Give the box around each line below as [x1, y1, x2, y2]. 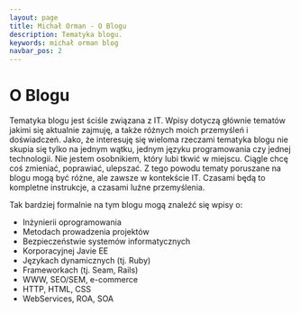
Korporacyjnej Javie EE [22, 246, 109, 256]
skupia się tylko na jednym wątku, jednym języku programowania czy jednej [9, 144, 291, 155]
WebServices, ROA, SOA [22, 293, 114, 304]
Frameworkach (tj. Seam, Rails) [22, 264, 139, 275]
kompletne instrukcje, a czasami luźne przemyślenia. [9, 182, 205, 193]
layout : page [9, 13, 59, 22]
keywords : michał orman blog [9, 38, 119, 48]
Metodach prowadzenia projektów [22, 227, 150, 237]
